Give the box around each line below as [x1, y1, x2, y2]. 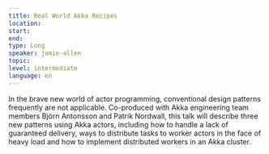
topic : [8, 57, 31, 65]
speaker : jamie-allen [8, 49, 82, 57]
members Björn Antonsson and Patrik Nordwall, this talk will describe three [8, 110, 258, 121]
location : [8, 19, 42, 27]
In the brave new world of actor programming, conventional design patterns [8, 94, 262, 103]
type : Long [8, 42, 45, 50]
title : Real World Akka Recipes [8, 11, 117, 20]
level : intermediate [8, 65, 79, 73]
